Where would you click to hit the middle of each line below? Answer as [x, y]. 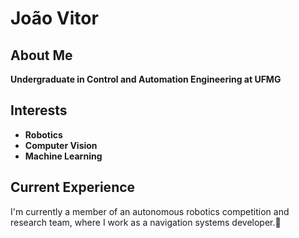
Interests [39, 110]
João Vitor [54, 18]
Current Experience [73, 187]
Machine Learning [63, 156]
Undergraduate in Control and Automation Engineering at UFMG [146, 79]
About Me [41, 55]
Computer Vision [61, 145]
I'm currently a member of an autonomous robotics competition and [150, 211]
